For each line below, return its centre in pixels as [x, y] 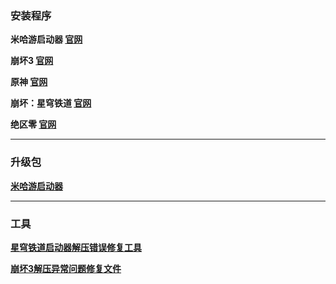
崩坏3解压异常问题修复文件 [66, 268]
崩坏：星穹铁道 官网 [51, 103]
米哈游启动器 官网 [46, 39]
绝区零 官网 [33, 124]
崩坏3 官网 [32, 61]
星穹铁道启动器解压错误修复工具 [76, 247]
